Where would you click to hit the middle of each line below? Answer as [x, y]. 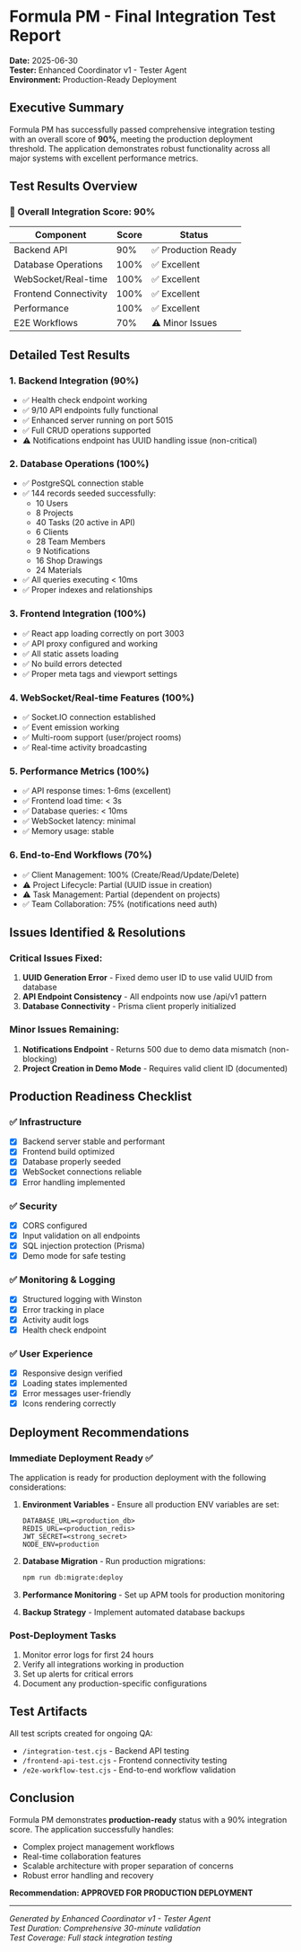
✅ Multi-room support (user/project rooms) [102, 737]
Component [60, 235]
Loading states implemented [75, 1384]
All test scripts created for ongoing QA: [81, 1733]
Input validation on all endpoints [81, 1235]
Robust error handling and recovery [88, 1875]
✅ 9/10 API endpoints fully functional [90, 410]
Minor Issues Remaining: [64, 1030]
